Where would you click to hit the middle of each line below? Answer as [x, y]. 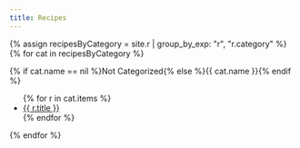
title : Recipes [38, 18]
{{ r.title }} [41, 108]
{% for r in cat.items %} [67, 98]
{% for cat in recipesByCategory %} [77, 53]
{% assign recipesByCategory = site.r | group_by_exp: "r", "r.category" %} [149, 44]
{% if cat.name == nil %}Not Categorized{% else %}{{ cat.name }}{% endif [150, 71]
